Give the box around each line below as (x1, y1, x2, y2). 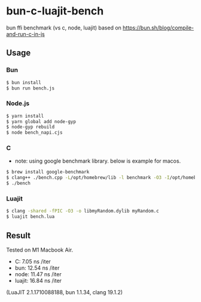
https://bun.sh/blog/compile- (122, 24, 194, 31)
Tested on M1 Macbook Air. (6, 246, 74, 253)
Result (6, 230, 31, 241)
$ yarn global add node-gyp (6, 118, 77, 124)
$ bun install (6, 79, 42, 85)
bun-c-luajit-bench (6, 4, 104, 18)
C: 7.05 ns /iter (14, 258, 51, 265)
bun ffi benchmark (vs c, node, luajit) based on (6, 24, 121, 31)
